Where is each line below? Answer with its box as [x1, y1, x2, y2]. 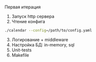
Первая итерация [4, 4, 41, 10]
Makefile [11, 52, 29, 58]
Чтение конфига [11, 19, 45, 24]
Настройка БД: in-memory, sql [11, 42, 75, 47]
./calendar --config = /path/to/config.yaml [4, 28, 92, 33]
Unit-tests [11, 47, 32, 53]
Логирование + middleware [11, 36, 69, 43]
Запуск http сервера [11, 14, 55, 19]
